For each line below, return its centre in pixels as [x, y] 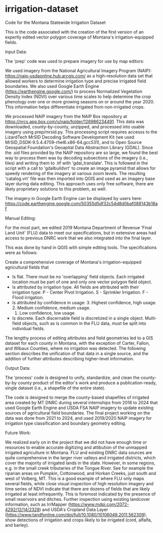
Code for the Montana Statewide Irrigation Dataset [55, 22]
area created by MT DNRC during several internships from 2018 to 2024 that [81, 402]
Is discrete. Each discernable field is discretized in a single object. [78, 318]
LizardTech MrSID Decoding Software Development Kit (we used [70, 137]
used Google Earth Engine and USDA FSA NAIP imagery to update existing [79, 408]
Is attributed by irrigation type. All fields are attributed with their [75, 287]
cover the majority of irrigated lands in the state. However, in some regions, [80, 463]
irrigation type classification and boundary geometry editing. [65, 423]
